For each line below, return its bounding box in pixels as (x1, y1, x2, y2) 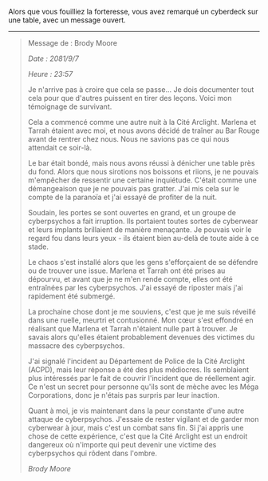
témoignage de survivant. (27, 102, 112, 111)
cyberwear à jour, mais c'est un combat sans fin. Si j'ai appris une (27, 423, 244, 432)
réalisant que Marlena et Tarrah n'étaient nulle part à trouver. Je (27, 324, 238, 333)
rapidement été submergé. (27, 291, 116, 301)
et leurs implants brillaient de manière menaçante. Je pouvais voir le (27, 225, 252, 234)
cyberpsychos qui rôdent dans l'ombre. (27, 448, 158, 458)
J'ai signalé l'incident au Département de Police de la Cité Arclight (27, 356, 246, 366)
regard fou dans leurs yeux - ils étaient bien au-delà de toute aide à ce (27, 234, 259, 243)
